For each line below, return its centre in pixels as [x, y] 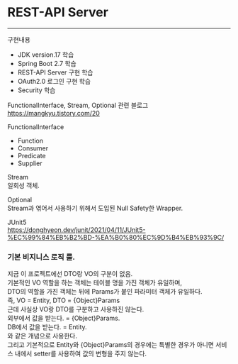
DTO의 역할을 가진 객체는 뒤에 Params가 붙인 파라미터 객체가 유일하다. [105, 292]
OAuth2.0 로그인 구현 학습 [54, 81]
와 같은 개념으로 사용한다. [42, 336]
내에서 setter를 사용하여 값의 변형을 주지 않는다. [81, 354]
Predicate [32, 155]
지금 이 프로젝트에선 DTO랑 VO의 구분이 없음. [70, 274]
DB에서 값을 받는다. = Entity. [47, 327]
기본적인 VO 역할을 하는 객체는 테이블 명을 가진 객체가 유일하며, [95, 283]
